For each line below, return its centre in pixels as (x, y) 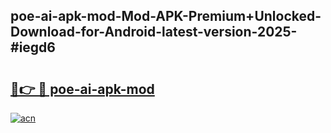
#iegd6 (33, 47)
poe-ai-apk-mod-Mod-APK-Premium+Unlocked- (166, 16)
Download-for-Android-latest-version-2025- (154, 32)
